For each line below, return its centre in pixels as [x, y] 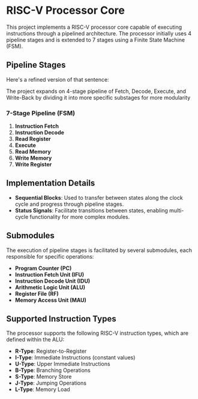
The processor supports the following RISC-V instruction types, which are [97, 333]
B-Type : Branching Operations [53, 370]
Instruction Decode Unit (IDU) [52, 281]
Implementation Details [51, 183]
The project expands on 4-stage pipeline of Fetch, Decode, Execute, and [96, 91]
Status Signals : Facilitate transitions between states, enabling [91, 210]
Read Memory [33, 152]
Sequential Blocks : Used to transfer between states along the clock [99, 197]
